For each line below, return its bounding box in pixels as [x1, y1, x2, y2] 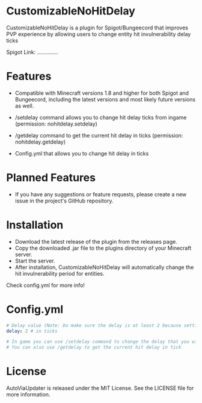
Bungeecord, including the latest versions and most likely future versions [14, 95, 196, 103]
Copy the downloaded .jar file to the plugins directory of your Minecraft [14, 244, 192, 252]
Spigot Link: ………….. [6, 48, 59, 55]
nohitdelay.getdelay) [14, 138, 66, 145]
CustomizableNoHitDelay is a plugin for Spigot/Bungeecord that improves [6, 24, 188, 31]
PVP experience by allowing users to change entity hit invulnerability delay [6, 30, 191, 37]
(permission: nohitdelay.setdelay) [14, 120, 98, 127]
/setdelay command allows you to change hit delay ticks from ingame [14, 114, 187, 121]
